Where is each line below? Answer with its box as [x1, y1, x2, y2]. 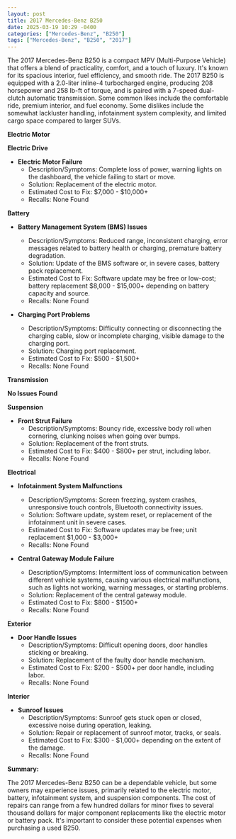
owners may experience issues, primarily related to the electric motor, [7, 786, 211, 794]
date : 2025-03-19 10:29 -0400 [7, 23, 97, 30]
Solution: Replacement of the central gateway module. [28, 591, 187, 599]
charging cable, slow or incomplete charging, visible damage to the [28, 332, 225, 340]
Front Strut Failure [17, 417, 73, 425]
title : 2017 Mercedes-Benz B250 [7, 17, 103, 24]
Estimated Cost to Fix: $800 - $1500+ [28, 598, 138, 607]
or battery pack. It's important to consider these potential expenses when [7, 816, 222, 825]
